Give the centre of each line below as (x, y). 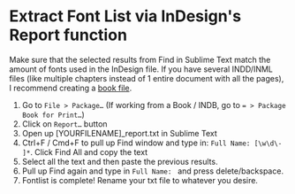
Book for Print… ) (53, 114)
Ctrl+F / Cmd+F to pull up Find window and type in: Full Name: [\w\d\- (152, 143)
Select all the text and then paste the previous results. (120, 161)
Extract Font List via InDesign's (125, 16)
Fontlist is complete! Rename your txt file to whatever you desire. (140, 180)
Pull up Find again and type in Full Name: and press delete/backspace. (153, 171)
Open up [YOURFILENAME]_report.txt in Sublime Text (120, 133)
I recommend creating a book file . (71, 88)
